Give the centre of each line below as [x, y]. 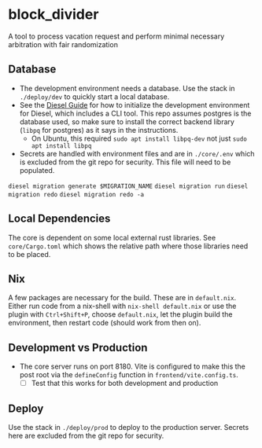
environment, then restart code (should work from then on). [105, 323]
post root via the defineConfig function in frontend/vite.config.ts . [129, 375]
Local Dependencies [59, 219]
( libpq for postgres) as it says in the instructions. [99, 130]
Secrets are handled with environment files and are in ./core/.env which [137, 153]
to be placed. [30, 254]
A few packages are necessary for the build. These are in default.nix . [122, 298]
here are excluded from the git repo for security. [86, 436]
